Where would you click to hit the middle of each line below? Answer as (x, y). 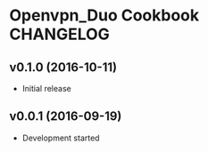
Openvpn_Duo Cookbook (104, 16)
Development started (61, 138)
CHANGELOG (59, 34)
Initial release (46, 88)
